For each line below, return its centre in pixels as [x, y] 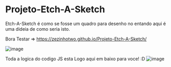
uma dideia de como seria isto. [38, 29]
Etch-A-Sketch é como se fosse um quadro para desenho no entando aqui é [86, 24]
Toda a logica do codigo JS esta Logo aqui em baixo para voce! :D [75, 59]
